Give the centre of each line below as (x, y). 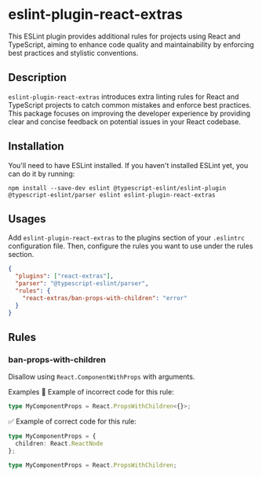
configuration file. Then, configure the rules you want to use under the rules (131, 246)
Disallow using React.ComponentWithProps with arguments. (102, 377)
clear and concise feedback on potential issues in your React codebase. (125, 121)
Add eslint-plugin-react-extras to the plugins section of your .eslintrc (126, 238)
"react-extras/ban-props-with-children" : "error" (105, 298)
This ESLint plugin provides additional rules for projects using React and (124, 36)
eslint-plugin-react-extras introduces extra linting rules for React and (124, 97)
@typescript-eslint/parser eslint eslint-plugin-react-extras (112, 195)
